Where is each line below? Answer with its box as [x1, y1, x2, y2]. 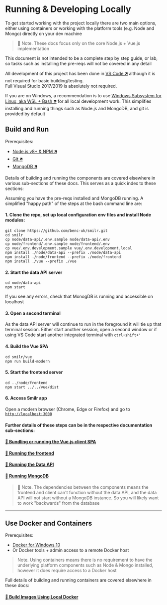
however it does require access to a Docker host [17, 568, 117, 574]
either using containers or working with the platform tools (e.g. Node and [5, 25, 155, 31]
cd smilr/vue [5, 354, 32, 360]
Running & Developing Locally [5, 3, 131, 15]
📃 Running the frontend [5, 450, 55, 456]
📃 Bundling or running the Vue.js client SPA [5, 439, 96, 445]
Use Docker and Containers [5, 519, 92, 527]
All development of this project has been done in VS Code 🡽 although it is [5, 70, 156, 76]
